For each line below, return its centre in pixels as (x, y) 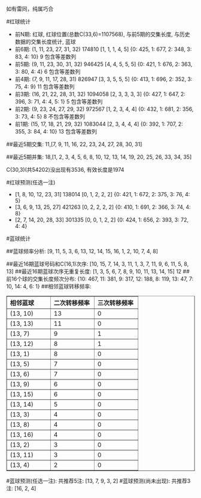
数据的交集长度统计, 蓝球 (45, 42)
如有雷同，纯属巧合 (30, 9)
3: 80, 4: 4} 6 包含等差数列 (48, 72)
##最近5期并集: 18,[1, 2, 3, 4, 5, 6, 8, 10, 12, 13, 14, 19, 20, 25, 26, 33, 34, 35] (99, 157)
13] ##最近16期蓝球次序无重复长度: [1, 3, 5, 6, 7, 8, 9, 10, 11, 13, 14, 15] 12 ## (98, 271)
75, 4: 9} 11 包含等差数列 (45, 86)
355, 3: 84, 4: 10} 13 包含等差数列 (56, 131)
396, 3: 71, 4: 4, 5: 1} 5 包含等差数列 (59, 101)
